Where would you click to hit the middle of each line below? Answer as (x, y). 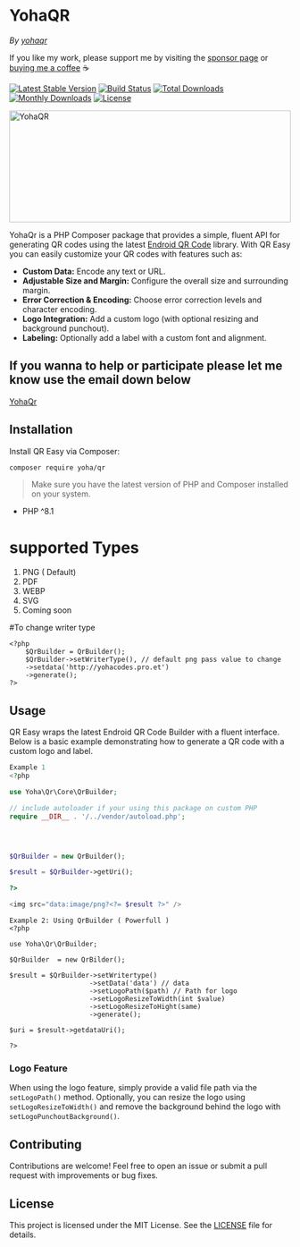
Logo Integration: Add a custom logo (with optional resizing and (140, 318)
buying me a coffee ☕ (50, 67)
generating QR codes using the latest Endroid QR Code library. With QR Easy (150, 244)
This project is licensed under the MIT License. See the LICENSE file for (141, 1225)
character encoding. (59, 309)
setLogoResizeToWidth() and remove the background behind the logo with (145, 1107)
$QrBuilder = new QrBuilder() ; (67, 856)
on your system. (61, 494)
